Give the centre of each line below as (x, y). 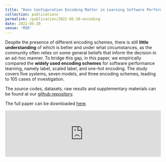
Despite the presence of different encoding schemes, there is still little (77, 42)
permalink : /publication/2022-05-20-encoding (53, 19)
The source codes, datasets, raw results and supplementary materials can (81, 89)
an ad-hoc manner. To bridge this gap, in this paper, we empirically (73, 58)
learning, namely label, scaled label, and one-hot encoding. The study (76, 69)
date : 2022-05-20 (23, 24)
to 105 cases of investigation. (35, 79)
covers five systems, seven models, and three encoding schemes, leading (81, 74)
